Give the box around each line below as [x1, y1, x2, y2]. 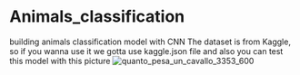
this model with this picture [9, 55, 111, 66]
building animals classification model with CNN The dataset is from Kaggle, [9, 36, 291, 47]
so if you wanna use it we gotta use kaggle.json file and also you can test [9, 45, 284, 56]
